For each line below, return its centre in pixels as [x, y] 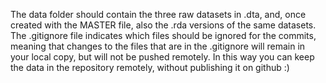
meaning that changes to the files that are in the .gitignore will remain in [158, 46]
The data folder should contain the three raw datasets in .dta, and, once [158, 14]
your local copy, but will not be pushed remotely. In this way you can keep [162, 57]
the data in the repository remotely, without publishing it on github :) [150, 67]
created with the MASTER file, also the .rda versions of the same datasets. [163, 25]
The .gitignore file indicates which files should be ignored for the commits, [163, 35]
